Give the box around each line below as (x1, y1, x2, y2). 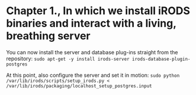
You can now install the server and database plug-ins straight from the (6, 48, 178, 55)
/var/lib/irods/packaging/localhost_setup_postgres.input (6, 83, 152, 89)
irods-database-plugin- (131, 56, 191, 62)
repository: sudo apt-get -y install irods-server (6, 55, 130, 62)
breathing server (6, 30, 91, 42)
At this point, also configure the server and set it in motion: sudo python (6, 71, 180, 78)
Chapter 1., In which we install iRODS (6, 4, 191, 18)
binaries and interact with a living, (6, 17, 176, 30)
